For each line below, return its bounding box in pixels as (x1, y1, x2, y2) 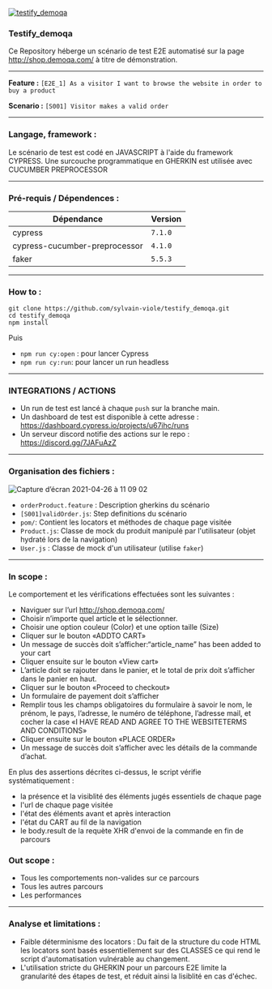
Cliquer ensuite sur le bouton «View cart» (19, 657, 159, 666)
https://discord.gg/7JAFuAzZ (19, 438, 117, 447)
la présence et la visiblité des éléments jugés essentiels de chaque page (19, 791, 261, 802)
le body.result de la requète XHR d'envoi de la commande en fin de (19, 826, 244, 836)
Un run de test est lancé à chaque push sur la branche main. (19, 404, 220, 413)
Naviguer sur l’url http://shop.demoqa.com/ (19, 605, 165, 615)
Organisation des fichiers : (8, 466, 115, 477)
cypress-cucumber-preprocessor (12, 240, 143, 251)
